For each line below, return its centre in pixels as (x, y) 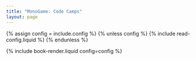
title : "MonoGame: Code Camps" (44, 11)
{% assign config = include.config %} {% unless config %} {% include (91, 33)
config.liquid (21, 40)
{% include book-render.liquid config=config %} (64, 51)
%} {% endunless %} (63, 40)
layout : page (22, 17)
